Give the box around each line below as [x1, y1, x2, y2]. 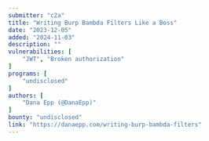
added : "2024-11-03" [8, 33, 76, 42]
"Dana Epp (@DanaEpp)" [22, 99, 97, 107]
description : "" [8, 41, 61, 49]
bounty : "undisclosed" [8, 114, 82, 121]
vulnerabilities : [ [8, 48, 72, 56]
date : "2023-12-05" [8, 26, 72, 34]
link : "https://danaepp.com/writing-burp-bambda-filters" [8, 121, 202, 128]
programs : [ [8, 70, 47, 78]
